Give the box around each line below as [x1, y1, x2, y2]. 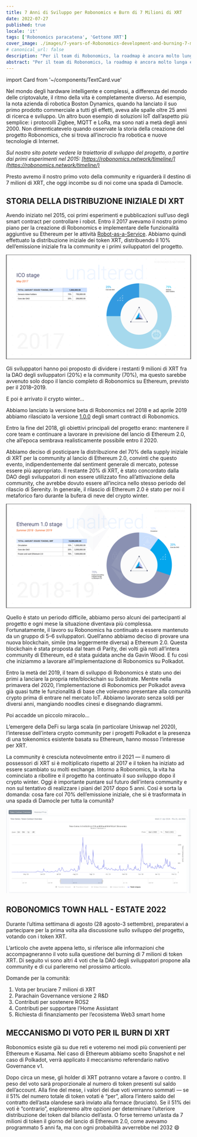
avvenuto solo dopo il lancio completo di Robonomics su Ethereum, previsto [6, 377, 189, 384]
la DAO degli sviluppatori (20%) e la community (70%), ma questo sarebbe [6, 371, 186, 378]
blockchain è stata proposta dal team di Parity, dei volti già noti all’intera [6, 645, 180, 652]
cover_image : [6, 41, 38, 47]
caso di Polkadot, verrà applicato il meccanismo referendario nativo [6, 1056, 169, 1063]
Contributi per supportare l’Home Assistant [14, 1005, 118, 1012]
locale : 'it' [6, 28, 38, 34]
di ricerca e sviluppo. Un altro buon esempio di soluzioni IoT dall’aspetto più [6, 112, 189, 120]
